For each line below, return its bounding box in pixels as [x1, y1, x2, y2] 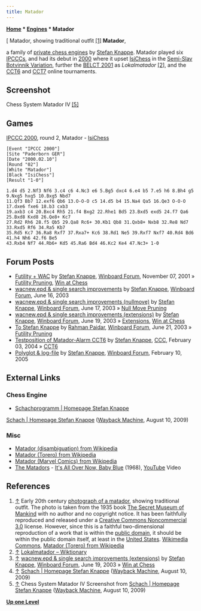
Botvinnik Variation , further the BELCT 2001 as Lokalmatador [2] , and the [6, 61, 187, 68]
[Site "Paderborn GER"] [6, 151, 66, 157]
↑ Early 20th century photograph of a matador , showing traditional [14, 497, 179, 504]
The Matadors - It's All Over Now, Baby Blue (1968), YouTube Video [14, 464, 181, 471]
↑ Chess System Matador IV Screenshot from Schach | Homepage [14, 580, 179, 587]
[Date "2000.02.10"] [6, 157, 58, 163]
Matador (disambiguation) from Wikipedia [14, 445, 118, 452]
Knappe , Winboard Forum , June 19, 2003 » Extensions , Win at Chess [14, 318, 185, 325]
